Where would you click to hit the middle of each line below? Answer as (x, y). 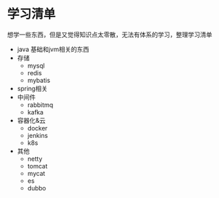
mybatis (39, 80)
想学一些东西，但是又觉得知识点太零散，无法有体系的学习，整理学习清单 (109, 34)
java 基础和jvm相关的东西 (53, 49)
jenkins (38, 135)
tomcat (38, 166)
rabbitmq (40, 105)
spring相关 (32, 88)
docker (38, 128)
